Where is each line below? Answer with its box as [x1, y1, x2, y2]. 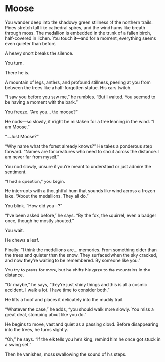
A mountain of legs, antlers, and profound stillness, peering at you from [5, 79, 151, 85]
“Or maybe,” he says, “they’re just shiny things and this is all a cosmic [5, 281, 147, 287]
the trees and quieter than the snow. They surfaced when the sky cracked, [5, 252, 158, 258]
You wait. [5, 227, 24, 233]
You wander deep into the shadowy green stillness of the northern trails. [5, 19, 153, 25]
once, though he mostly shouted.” [5, 217, 74, 224]
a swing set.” [5, 341, 32, 347]
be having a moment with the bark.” [5, 99, 78, 105]
